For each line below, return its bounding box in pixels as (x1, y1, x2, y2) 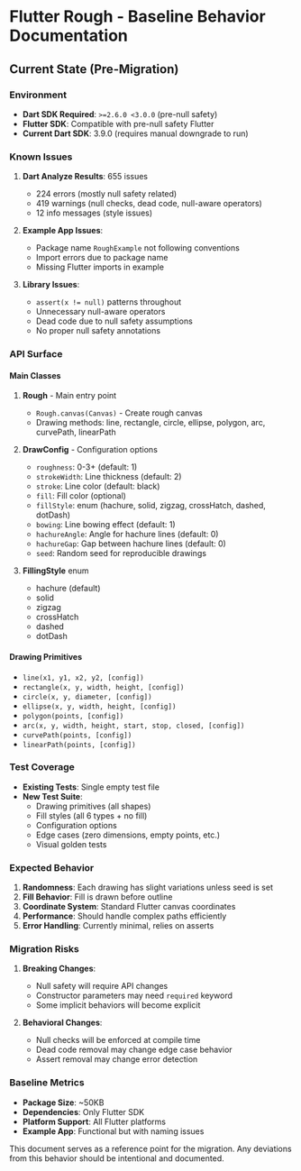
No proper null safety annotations (35, 325, 160, 336)
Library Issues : (22, 279, 80, 290)
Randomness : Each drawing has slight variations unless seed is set (22, 882, 273, 893)
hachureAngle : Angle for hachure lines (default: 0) (35, 529, 219, 540)
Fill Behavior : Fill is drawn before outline (22, 892, 173, 902)
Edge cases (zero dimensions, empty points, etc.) (35, 829, 221, 840)
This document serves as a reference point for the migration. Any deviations (9, 1143, 292, 1154)
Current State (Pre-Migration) (9, 61, 179, 77)
